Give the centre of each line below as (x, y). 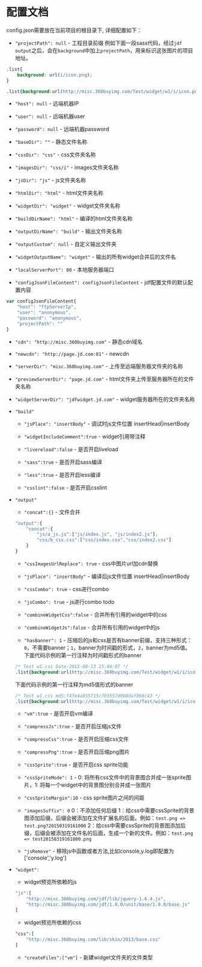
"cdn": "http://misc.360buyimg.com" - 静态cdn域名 (79, 342)
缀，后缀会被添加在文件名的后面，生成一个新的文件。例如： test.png (109, 833)
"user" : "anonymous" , (44, 313)
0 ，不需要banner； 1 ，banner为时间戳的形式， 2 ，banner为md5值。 (107, 648)
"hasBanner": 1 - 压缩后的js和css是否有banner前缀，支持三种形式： (108, 640)
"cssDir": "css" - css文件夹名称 (55, 155)
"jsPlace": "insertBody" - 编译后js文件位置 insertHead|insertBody (107, 576)
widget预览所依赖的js (50, 882)
